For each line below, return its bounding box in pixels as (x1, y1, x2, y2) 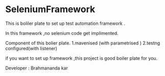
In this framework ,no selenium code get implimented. (5, 30, 119, 36)
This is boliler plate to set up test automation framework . (5, 20, 125, 26)
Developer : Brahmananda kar (5, 65, 68, 71)
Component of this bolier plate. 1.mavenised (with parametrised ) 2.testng (5, 40, 160, 46)
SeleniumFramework (5, 4, 96, 15)
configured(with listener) (5, 45, 58, 51)
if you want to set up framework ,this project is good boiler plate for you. (5, 55, 158, 61)
